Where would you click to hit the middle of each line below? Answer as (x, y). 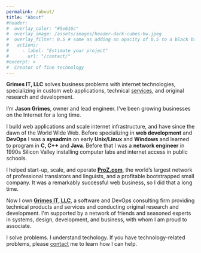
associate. (19, 226)
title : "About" (25, 17)
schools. (17, 158)
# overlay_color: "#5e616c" (42, 28)
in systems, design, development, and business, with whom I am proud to (97, 220)
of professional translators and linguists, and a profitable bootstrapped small (100, 176)
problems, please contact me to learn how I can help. (72, 244)
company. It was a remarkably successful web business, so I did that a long (99, 182)
